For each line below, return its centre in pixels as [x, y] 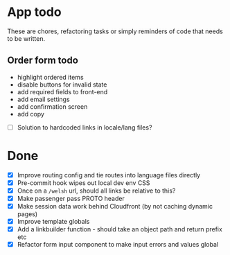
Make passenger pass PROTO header [71, 198]
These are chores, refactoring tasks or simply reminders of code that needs [115, 31]
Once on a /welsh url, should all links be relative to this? [96, 191]
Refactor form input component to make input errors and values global [118, 245]
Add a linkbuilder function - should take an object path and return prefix [120, 229]
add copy [31, 114]
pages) [27, 214]
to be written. [26, 38]
